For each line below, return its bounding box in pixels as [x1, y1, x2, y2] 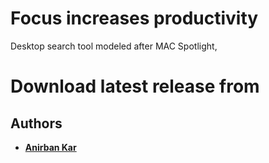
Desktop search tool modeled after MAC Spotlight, [10, 40, 218, 52]
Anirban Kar [24, 141, 77, 153]
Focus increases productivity [10, 7, 259, 30]
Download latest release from [10, 75, 260, 98]
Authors [10, 115, 63, 132]
